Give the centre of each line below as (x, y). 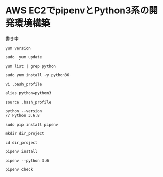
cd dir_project (21, 142)
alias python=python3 (28, 93)
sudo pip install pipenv (32, 124)
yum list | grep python (31, 66)
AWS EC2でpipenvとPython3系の (77, 11)
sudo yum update (24, 57)
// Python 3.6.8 (22, 115)
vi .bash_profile (24, 84)
